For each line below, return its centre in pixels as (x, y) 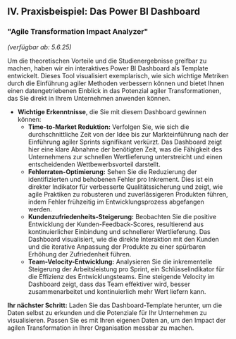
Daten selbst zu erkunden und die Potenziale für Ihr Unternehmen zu (107, 312)
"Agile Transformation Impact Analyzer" (78, 32)
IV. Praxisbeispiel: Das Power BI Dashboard (104, 12)
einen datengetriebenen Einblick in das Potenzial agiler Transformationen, (114, 90)
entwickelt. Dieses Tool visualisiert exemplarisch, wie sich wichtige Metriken (118, 75)
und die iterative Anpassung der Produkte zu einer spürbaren (117, 247)
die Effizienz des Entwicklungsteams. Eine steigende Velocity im (121, 276)
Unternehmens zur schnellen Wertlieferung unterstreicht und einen (125, 156)
